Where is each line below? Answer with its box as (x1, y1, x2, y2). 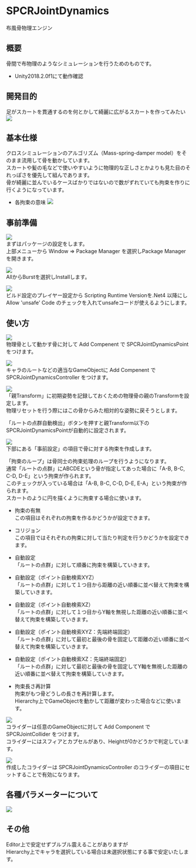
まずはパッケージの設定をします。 (6, 240, 88, 248)
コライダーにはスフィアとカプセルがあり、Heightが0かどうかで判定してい (6, 738, 184, 745)
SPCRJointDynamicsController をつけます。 (6, 374, 111, 381)
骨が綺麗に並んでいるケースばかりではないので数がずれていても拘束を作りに (6, 179, 191, 186)
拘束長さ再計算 (14, 683, 51, 690)
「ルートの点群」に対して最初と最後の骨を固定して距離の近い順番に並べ (14, 636, 190, 643)
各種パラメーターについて (6, 790, 99, 800)
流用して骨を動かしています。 (21, 157, 93, 164)
